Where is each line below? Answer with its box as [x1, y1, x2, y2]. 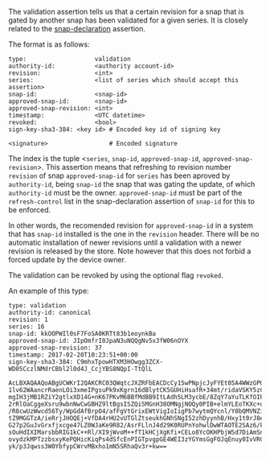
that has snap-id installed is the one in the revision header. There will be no [8, 229, 260, 238]
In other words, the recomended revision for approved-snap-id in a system [8, 221, 254, 230]
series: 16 [8, 323, 45, 331]
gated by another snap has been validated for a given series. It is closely [8, 15, 248, 25]
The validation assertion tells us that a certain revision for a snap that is [8, 7, 244, 16]
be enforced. [8, 205, 51, 214]
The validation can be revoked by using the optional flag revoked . [8, 270, 223, 280]
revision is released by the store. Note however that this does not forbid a [8, 246, 252, 256]
